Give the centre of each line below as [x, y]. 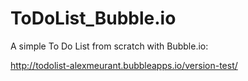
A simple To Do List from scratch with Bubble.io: [109, 46]
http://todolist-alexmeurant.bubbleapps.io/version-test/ [124, 65]
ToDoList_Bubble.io [93, 18]
